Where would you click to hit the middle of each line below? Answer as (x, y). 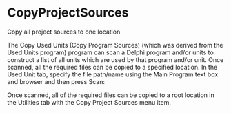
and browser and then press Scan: (56, 81)
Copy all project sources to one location (64, 32)
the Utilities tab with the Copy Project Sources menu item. (89, 102)
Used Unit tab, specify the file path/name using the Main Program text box (113, 74)
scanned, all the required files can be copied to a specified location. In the (112, 67)
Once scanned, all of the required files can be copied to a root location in (111, 95)
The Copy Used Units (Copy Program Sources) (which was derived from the (115, 45)
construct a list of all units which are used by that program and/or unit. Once (115, 59)
